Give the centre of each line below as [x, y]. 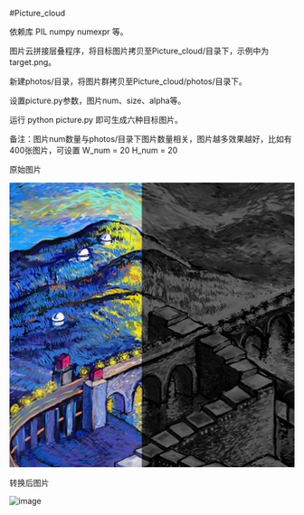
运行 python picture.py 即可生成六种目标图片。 [96, 120]
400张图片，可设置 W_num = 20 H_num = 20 [94, 150]
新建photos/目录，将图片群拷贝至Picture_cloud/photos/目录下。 [128, 81]
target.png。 [33, 62]
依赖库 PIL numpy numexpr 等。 [69, 32]
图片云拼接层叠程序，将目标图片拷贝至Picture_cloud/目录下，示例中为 [139, 51]
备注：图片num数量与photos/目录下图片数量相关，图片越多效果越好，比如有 [151, 139]
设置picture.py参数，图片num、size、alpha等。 [98, 100]
